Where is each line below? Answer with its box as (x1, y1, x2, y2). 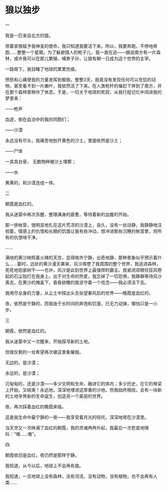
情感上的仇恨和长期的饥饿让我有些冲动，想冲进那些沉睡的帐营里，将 (18, 228, 158, 234)
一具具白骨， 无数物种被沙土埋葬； (5, 159, 76, 164)
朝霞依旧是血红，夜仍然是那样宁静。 (5, 452, 80, 458)
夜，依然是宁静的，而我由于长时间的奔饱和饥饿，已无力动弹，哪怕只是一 (5, 300, 153, 306)
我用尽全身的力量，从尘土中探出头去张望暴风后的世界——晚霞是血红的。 (5, 290, 153, 296)
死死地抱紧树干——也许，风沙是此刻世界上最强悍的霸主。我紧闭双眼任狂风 (5, 267, 158, 273)
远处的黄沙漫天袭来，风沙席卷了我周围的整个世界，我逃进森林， (30, 260, 161, 266)
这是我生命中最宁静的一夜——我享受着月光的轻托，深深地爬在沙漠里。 (5, 414, 149, 420)
